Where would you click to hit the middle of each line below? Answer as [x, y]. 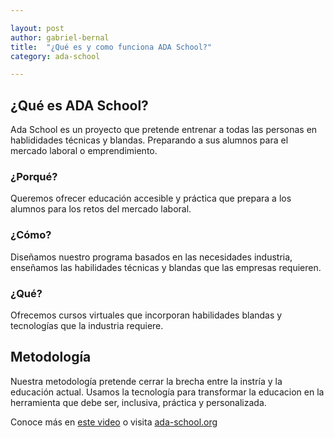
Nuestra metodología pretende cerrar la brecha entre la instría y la [146, 381]
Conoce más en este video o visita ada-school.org [114, 422]
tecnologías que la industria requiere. [87, 325]
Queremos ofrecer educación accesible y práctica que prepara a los [151, 198]
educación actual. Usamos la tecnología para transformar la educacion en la [167, 392]
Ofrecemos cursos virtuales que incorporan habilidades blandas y [146, 315]
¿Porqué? [34, 176]
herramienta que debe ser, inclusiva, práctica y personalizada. [138, 402]
